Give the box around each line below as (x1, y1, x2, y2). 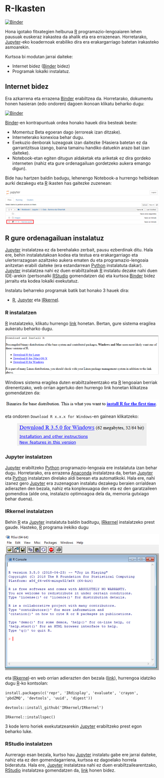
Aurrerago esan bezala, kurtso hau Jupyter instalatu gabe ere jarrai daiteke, (5, 752, 157, 757)
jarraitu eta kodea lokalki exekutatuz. (5, 278, 79, 284)
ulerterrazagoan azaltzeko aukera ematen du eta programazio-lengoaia (5, 257, 149, 263)
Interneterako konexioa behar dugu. (12, 134, 84, 140)
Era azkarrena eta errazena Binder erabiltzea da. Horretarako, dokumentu (5, 95, 153, 101)
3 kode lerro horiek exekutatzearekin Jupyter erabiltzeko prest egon (5, 723, 142, 729)
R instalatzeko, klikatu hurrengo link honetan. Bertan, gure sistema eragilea (5, 320, 156, 326)
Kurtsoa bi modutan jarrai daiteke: (5, 53, 73, 59)
